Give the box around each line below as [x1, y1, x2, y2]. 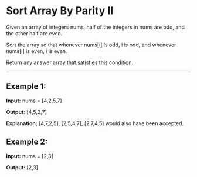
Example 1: [6, 81, 46, 92]
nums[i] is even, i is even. [6, 47, 67, 54]
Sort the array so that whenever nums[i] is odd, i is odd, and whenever [6, 41, 176, 48]
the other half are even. [6, 29, 63, 36]
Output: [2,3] [6, 163, 38, 171]
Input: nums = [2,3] [6, 152, 54, 159]
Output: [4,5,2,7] [6, 108, 47, 115]
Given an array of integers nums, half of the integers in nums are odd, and [6, 24, 185, 31]
